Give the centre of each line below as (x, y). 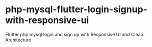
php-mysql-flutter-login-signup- (77, 9)
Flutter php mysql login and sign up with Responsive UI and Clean (74, 34)
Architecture (18, 40)
